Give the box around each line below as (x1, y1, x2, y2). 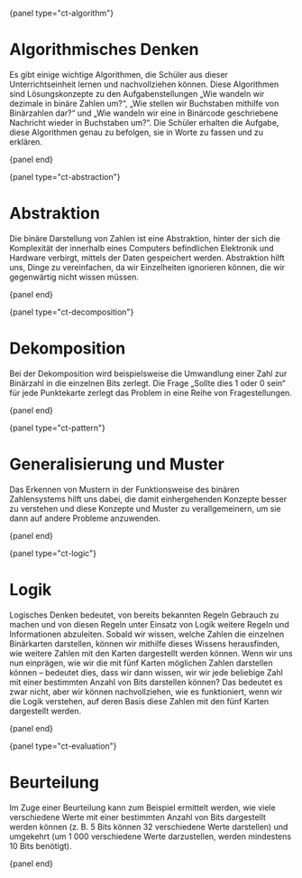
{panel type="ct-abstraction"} (9, 171, 121, 182)
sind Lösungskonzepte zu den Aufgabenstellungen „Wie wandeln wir (9, 88, 265, 99)
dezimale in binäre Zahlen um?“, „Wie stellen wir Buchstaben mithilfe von (9, 98, 279, 109)
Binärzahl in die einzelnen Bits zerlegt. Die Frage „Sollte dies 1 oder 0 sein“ (9, 377, 286, 388)
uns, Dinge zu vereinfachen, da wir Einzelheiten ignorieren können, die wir (9, 261, 286, 272)
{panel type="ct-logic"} (9, 547, 97, 559)
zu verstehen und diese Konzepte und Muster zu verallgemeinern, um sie (9, 503, 281, 514)
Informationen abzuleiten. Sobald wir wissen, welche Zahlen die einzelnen (9, 628, 285, 639)
